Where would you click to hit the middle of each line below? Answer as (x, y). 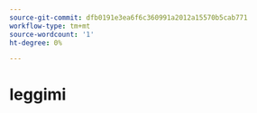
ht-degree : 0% (36, 43)
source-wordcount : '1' (52, 34)
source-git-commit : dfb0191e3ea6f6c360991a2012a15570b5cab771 (128, 17)
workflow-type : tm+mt (50, 26)
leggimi (38, 95)
